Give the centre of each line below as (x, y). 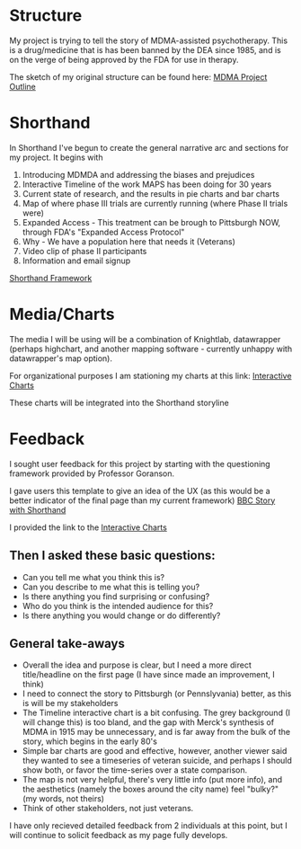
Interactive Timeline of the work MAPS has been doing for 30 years (147, 184)
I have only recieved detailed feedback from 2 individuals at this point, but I (148, 826)
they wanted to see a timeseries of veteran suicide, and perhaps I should (157, 761)
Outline (22, 86)
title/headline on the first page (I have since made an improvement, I (149, 675)
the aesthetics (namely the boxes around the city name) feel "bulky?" (150, 789)
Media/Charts (62, 314)
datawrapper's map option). (61, 358)
